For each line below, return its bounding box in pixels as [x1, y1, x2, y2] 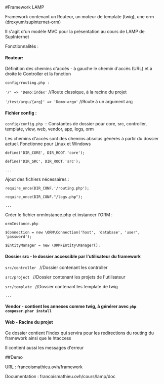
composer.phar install [5, 308, 52, 314]
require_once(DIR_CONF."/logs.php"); [5, 194, 83, 199]
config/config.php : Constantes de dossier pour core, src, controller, [5, 121, 147, 127]
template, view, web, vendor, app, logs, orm [5, 126, 94, 132]
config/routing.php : [5, 80, 50, 85]
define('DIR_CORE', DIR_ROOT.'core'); [5, 151, 85, 155]
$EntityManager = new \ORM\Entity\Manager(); [5, 243, 100, 248]
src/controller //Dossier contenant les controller [5, 264, 108, 270]
